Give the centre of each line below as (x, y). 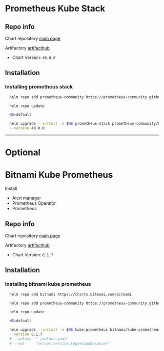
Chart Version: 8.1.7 (33, 255)
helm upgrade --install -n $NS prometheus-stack (60, 124)
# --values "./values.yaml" (39, 339)
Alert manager (27, 198)
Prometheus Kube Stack (55, 9)
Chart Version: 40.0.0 (34, 57)
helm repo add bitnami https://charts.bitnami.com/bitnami (71, 294)
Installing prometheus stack (39, 87)
